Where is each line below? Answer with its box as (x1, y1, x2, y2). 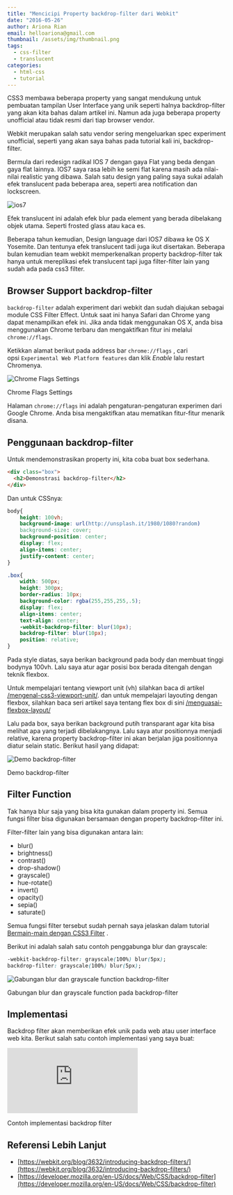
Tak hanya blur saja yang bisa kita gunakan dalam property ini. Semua (7, 807, 208, 815)
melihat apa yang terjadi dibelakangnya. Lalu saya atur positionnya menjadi (7, 727, 223, 735)
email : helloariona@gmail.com (7, 29, 95, 37)
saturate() (17, 908, 46, 916)
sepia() (17, 900, 38, 908)
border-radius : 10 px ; (19, 591, 82, 598)
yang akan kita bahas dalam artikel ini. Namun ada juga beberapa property (7, 109, 221, 117)
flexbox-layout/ (7, 706, 51, 714)
